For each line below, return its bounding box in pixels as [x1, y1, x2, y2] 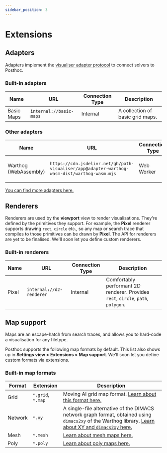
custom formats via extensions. [5, 357, 70, 363]
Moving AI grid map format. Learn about [63, 391, 157, 398]
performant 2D [106, 282, 141, 289]
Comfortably [106, 276, 136, 283]
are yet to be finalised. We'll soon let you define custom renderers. [5, 236, 142, 242]
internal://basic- [30, 108, 74, 114]
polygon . [106, 301, 126, 308]
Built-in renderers [5, 248, 49, 255]
